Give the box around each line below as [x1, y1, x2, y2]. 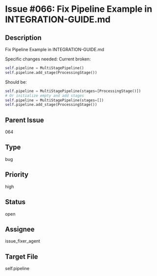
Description [5, 33, 42, 42]
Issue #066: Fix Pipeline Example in [5, 3, 153, 15]
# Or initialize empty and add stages [5, 93, 84, 98]
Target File [5, 252, 38, 261]
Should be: [5, 79, 27, 85]
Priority [5, 171, 28, 179]
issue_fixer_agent [5, 238, 41, 244]
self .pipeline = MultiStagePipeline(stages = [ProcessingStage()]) [5, 89, 141, 93]
